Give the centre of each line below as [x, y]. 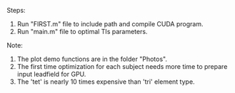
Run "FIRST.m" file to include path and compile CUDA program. [110, 24]
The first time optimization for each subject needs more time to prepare [122, 66]
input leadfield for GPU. [51, 74]
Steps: [16, 10]
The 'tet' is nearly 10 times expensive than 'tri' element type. [106, 82]
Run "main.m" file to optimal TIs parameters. [82, 32]
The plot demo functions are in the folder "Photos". [92, 59]
